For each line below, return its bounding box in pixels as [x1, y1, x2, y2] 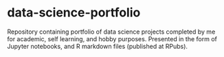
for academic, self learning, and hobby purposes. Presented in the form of [7, 34, 218, 43]
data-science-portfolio [7, 5, 141, 21]
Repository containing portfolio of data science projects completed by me [7, 27, 216, 36]
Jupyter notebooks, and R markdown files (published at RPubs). [7, 42, 188, 50]
